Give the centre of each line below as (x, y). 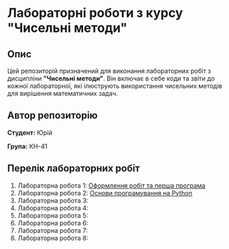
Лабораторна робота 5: (53, 215)
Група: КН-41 (27, 146)
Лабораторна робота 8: (53, 238)
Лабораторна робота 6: (53, 223)
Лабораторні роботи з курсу (95, 13)
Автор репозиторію (52, 115)
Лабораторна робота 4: (53, 208)
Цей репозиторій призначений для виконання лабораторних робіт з (109, 71)
